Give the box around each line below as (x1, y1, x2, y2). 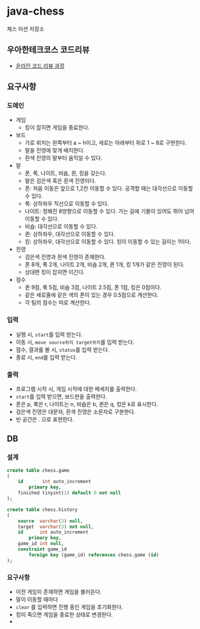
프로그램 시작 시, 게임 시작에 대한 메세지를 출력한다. (15, 385, 137, 393)
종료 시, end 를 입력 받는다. (15, 353, 78, 360)
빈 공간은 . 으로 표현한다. (15, 416, 75, 423)
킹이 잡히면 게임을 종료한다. (24, 124, 90, 132)
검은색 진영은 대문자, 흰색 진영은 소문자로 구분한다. (15, 408, 136, 415)
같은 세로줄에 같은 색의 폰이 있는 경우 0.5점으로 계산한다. (24, 291, 159, 299)
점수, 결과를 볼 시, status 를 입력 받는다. (15, 346, 110, 353)
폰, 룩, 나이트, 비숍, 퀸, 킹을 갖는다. (24, 169, 107, 177)
